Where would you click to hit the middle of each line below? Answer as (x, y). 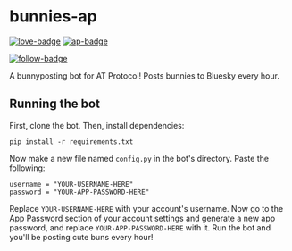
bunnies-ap (53, 17)
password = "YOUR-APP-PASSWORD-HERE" (79, 192)
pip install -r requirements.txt (71, 142)
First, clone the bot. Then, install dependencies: (97, 125)
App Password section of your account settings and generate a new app (142, 218)
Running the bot (55, 104)
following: (27, 168)
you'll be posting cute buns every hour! (81, 237)
